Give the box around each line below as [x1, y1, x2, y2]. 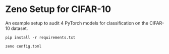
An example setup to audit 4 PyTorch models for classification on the [5, 20, 149, 26]
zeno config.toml [5, 43, 42, 48]
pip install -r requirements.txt [5, 35, 76, 40]
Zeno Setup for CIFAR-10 [5, 3, 111, 15]
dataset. [11, 25, 28, 31]
